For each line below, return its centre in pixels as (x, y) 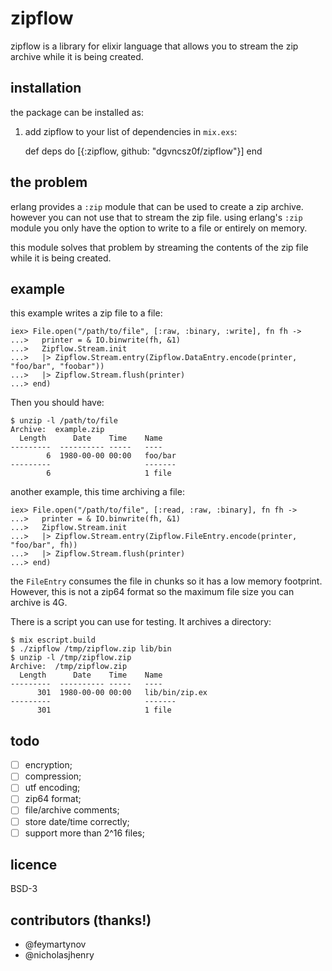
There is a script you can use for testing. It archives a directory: (141, 622)
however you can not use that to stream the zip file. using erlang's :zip (156, 217)
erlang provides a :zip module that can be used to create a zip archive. (157, 206)
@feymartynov (55, 944)
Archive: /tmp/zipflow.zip (69, 667)
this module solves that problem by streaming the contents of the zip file (159, 247)
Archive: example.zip (57, 430)
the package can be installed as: (77, 112)
